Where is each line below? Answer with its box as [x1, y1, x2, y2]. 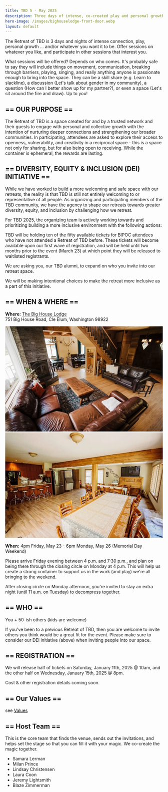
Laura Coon [12, 771, 37, 777]
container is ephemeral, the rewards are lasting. [5, 150, 103, 156]
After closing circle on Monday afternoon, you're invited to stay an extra [5, 583, 153, 589]
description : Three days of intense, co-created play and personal [5, 13, 149, 19]
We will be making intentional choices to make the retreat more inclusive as [5, 278, 160, 284]
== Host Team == [5, 722, 61, 730]
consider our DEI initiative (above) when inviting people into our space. [5, 637, 151, 643]
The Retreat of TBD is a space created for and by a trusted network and [5, 118, 153, 125]
